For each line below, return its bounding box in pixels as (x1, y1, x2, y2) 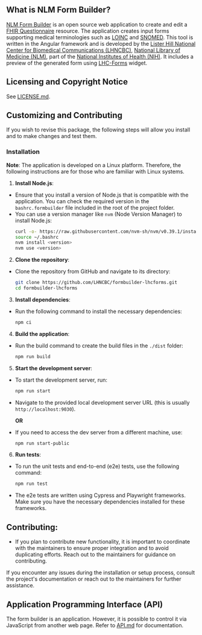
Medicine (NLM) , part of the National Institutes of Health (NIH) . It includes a (6, 52, 194, 60)
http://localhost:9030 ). (14, 405, 76, 412)
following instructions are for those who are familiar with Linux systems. (6, 168, 185, 175)
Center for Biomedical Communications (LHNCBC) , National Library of (6, 46, 181, 54)
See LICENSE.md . (6, 93, 51, 100)
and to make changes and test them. (6, 133, 97, 140)
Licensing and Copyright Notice (6, 77, 128, 87)
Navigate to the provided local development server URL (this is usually (14, 399, 190, 406)
